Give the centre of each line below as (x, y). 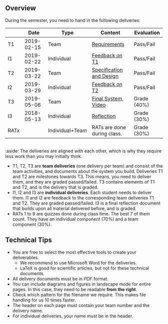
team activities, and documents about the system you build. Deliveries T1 (87, 171)
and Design (105, 76)
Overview (21, 8)
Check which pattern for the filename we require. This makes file (79, 294)
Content (110, 32)
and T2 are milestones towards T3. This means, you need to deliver (82, 176)
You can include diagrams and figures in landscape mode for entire (81, 284)
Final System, (107, 98)
